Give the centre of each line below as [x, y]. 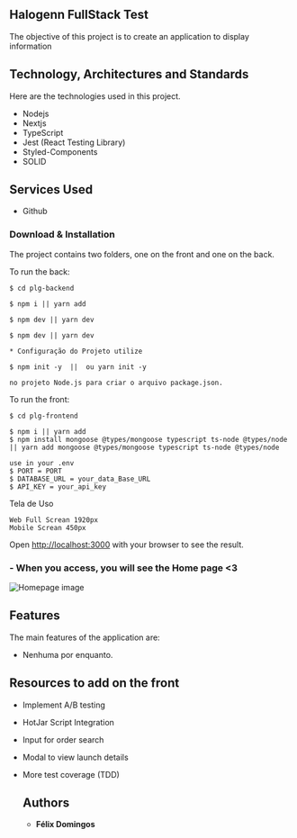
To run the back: [40, 271]
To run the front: [40, 399]
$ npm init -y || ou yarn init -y [78, 367]
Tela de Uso [31, 503]
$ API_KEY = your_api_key [58, 487]
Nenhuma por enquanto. [67, 654]
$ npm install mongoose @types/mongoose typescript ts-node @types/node [148, 439]
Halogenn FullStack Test [79, 15]
